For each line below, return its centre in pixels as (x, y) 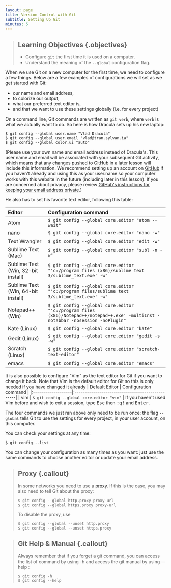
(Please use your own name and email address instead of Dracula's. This (82, 152)
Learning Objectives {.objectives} (73, 45)
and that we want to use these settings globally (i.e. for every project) (85, 109)
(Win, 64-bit (23, 291)
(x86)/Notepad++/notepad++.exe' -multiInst (101, 316)
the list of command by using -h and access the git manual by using (89, 561)
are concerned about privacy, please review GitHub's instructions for (78, 185)
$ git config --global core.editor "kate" (100, 328)
